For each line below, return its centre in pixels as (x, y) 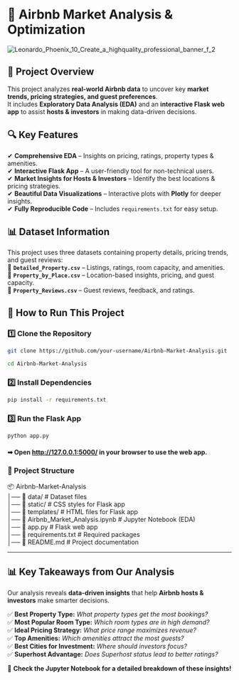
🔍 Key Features (43, 135)
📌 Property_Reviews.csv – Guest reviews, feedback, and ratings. (101, 291)
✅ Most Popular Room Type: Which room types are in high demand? (108, 622)
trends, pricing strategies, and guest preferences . (83, 96)
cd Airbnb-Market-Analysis (47, 363)
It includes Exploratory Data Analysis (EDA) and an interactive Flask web (116, 104)
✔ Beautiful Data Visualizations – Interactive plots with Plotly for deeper (115, 193)
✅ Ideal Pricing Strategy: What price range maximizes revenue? (102, 630)
